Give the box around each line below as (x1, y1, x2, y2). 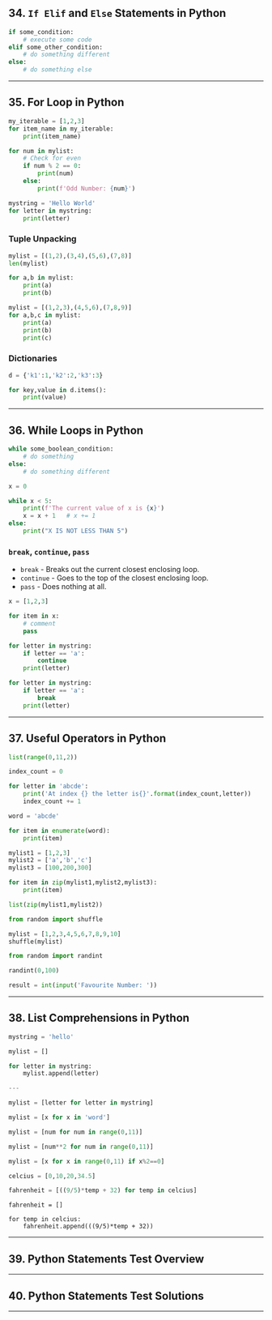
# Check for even (23, 154, 82, 163)
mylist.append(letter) (23, 1070, 100, 1078)
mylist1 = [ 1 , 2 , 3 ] (8, 848, 70, 857)
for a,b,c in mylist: (8, 311, 82, 319)
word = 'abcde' (8, 812, 60, 820)
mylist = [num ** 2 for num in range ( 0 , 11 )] (8, 1143, 154, 1151)
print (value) (23, 393, 67, 402)
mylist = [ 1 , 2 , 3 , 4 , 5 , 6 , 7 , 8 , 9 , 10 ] (8, 929, 121, 938)
